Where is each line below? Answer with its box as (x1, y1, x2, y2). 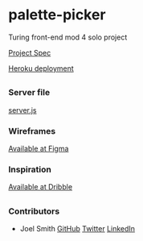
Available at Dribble (8, 182, 73, 192)
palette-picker (8, 6, 106, 24)
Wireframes (8, 125, 56, 136)
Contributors (8, 206, 60, 217)
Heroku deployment (8, 63, 74, 73)
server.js (8, 105, 38, 114)
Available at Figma (8, 143, 69, 153)
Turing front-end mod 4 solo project (8, 32, 128, 42)
